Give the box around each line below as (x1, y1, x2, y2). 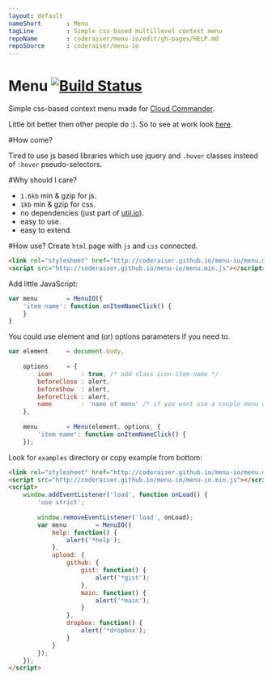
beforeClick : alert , (37, 392, 111, 401)
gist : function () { (80, 567, 147, 575)
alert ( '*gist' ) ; (95, 573, 151, 582)
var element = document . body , (8, 348, 125, 356)
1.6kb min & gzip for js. (19, 191, 97, 201)
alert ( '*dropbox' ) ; (80, 627, 147, 635)
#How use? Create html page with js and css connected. (8, 241, 198, 251)
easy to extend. (19, 225, 73, 235)
